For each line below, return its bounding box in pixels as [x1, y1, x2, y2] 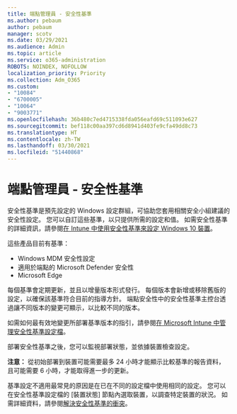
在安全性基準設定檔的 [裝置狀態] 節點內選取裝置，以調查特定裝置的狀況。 [7, 390, 221, 398]
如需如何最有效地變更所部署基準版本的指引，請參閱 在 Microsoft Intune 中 [7, 318, 220, 327]
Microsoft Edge [17, 271, 63, 279]
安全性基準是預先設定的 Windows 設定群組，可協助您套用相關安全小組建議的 [7, 206, 230, 215]
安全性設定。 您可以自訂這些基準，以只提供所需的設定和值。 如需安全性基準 [7, 215, 228, 223]
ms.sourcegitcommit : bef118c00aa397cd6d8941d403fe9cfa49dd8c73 [7, 122, 198, 130]
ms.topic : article [7, 50, 62, 57]
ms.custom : [7, 83, 40, 90]
